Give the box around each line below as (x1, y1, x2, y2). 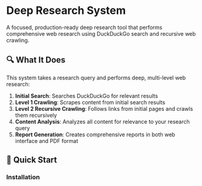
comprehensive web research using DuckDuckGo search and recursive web (6, 30, 196, 37)
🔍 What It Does (6, 55, 66, 65)
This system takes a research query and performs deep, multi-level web (6, 74, 186, 81)
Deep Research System (6, 4, 126, 18)
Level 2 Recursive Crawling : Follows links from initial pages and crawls (15, 105, 194, 112)
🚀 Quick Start (6, 155, 57, 165)
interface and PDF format (15, 137, 79, 144)
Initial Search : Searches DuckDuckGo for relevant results (15, 92, 158, 99)
